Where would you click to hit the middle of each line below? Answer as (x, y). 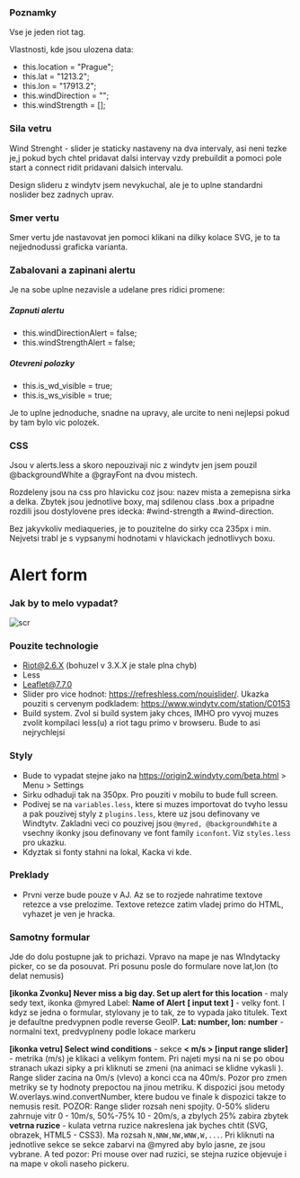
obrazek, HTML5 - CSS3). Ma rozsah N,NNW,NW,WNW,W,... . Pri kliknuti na (142, 1135)
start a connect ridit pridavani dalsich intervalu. (97, 167)
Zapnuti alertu (37, 310)
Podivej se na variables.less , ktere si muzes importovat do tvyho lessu (155, 804)
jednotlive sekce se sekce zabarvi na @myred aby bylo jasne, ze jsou (137, 1145)
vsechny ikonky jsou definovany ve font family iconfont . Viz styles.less (157, 832)
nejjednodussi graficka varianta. (69, 247)
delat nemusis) (37, 976)
